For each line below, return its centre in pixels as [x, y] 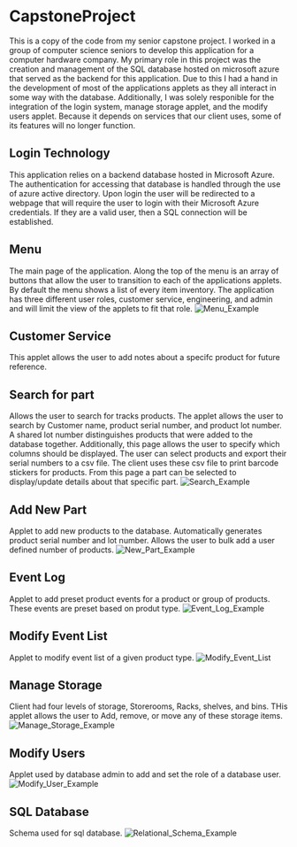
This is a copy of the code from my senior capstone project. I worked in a [142, 41]
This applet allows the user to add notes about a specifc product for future [145, 358]
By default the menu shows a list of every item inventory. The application [142, 289]
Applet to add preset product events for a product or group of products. [140, 598]
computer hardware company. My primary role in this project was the [135, 59]
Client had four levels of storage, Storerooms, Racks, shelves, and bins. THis [148, 706]
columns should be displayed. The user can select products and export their [148, 454]
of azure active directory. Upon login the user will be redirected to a [132, 193]
